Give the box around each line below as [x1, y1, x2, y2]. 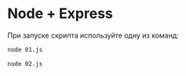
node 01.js [7, 45, 43, 53]
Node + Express [7, 5, 113, 23]
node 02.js [7, 60, 43, 67]
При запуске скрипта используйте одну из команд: [7, 31, 180, 40]
